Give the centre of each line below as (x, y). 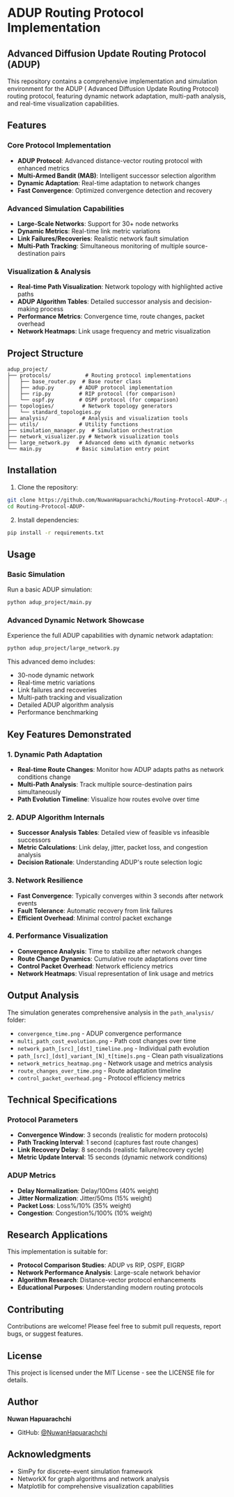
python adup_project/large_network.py (63, 648)
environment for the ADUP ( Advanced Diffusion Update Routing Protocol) (113, 88)
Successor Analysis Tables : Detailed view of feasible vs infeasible (114, 833)
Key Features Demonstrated (69, 735)
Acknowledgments (49, 1455)
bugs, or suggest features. (45, 1334)
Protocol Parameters (43, 1119)
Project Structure (45, 353)
